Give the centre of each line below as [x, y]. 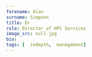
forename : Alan [25, 12]
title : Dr [18, 23]
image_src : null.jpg [32, 34]
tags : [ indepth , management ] [46, 45]
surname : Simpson [28, 17]
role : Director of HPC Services [46, 28]
